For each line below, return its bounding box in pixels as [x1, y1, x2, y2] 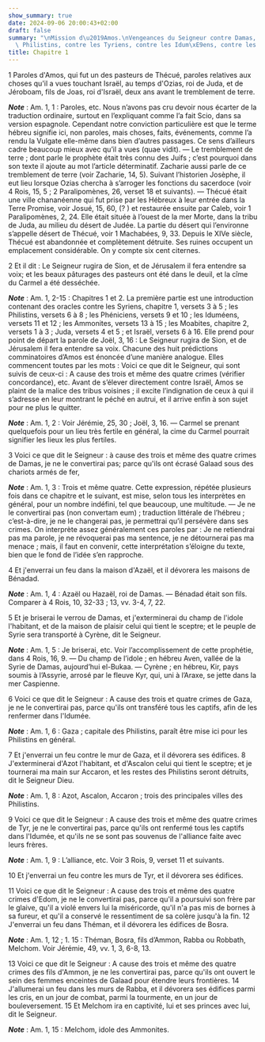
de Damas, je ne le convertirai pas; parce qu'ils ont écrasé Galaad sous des [8, 459, 255, 468]
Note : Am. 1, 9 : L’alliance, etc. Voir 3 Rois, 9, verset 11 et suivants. [8, 856, 225, 864]
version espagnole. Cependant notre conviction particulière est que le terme [8, 120, 257, 128]
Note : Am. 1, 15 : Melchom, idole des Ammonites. [8, 1025, 170, 1034]
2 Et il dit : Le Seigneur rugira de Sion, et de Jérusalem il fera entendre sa [8, 261, 247, 270]
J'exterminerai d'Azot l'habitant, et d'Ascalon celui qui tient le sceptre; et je [8, 759, 252, 768]
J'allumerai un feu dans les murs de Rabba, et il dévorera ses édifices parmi [8, 984, 256, 994]
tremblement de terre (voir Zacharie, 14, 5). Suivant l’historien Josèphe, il [8, 170, 246, 179]
